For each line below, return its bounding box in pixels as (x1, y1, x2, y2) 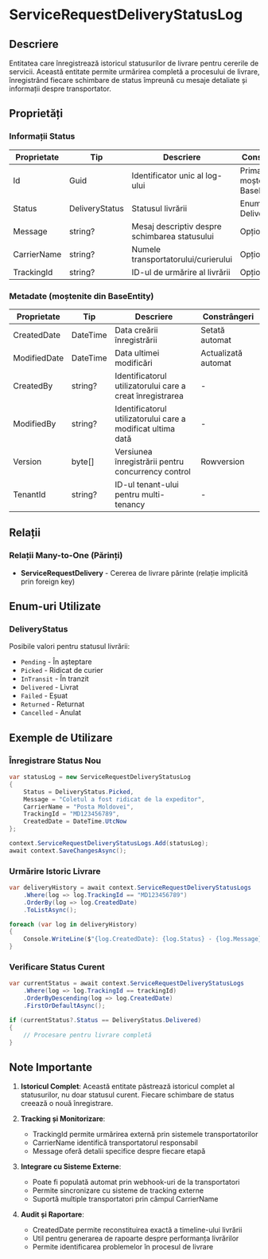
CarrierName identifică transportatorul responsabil (32, 1138, 198, 1147)
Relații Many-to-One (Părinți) (9, 550, 123, 561)
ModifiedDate (13, 352, 64, 364)
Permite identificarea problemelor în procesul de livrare (32, 1242, 214, 1252)
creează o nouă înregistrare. (20, 1099, 114, 1108)
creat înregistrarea (115, 390, 184, 401)
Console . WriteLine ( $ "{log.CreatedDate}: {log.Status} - (23, 935, 213, 943)
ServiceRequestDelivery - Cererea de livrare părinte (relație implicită (20, 568, 249, 577)
